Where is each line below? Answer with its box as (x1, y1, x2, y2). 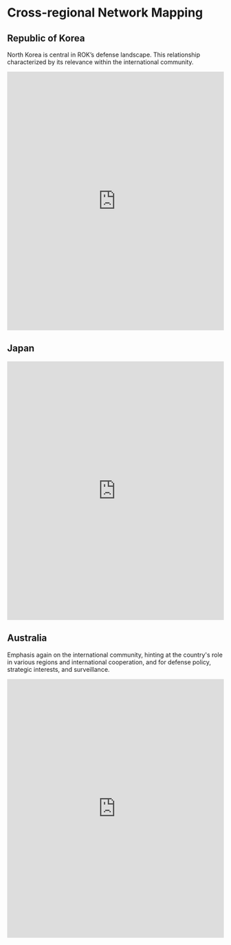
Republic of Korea (7, 32, 85, 44)
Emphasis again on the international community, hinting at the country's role (7, 650, 223, 659)
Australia (7, 633, 47, 644)
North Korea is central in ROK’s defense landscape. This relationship (7, 50, 201, 59)
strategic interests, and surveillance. (7, 665, 110, 673)
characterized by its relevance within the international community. (7, 58, 194, 66)
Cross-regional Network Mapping (7, 5, 203, 21)
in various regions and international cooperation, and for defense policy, (7, 657, 212, 666)
